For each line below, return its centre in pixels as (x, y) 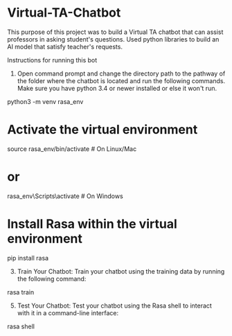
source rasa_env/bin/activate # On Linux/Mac (72, 149)
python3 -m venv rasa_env (45, 101)
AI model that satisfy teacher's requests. (65, 46)
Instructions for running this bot (52, 60)
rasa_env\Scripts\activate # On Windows (65, 196)
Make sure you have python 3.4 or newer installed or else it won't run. (117, 88)
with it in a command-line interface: (68, 312)
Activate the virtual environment (102, 130)
